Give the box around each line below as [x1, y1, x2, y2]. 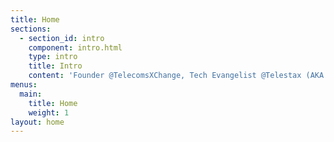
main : [19, 89, 43, 99]
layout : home [10, 117, 65, 127]
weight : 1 [28, 107, 70, 118]
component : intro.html [28, 42, 123, 53]
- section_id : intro [19, 33, 105, 43]
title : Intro [28, 61, 83, 71]
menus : [10, 80, 38, 90]
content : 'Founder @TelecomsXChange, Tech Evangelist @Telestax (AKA [28, 71, 325, 81]
